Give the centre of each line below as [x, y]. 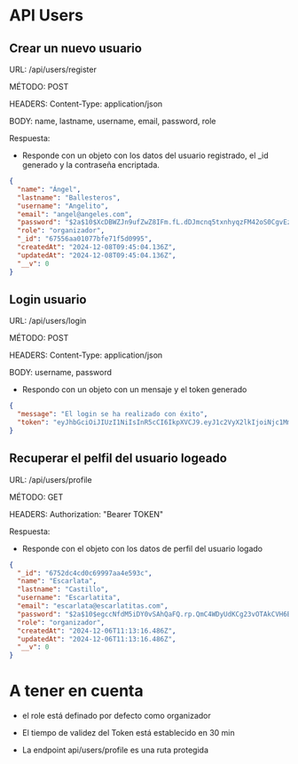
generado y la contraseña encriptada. [90, 165]
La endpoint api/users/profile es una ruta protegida [115, 750]
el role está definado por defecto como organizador [116, 716]
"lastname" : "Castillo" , [63, 590]
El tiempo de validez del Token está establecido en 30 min [128, 733]
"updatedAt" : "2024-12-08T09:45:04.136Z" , [97, 255]
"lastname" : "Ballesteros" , [69, 197]
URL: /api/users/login [48, 321]
